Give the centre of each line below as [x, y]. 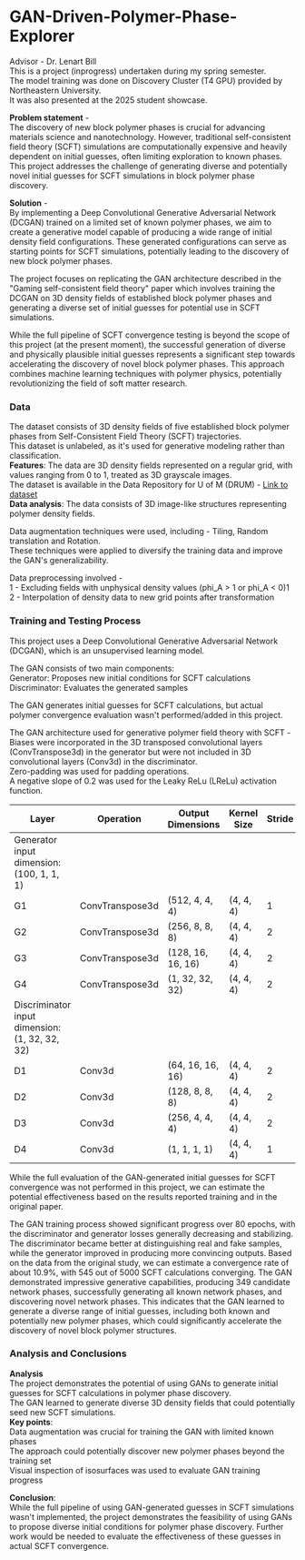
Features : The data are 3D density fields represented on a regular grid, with [151, 465]
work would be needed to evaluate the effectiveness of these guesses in [145, 1536]
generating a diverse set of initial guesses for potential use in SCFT [135, 308]
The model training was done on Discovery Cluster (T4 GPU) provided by [146, 80]
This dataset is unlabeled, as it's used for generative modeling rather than [148, 446]
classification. [35, 456]
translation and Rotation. [55, 541]
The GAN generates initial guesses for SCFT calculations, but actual [136, 705]
